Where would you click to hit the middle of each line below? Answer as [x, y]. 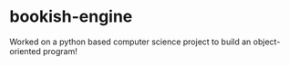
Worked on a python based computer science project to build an [130, 42]
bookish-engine [71, 17]
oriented [25, 51]
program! [60, 51]
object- [267, 42]
